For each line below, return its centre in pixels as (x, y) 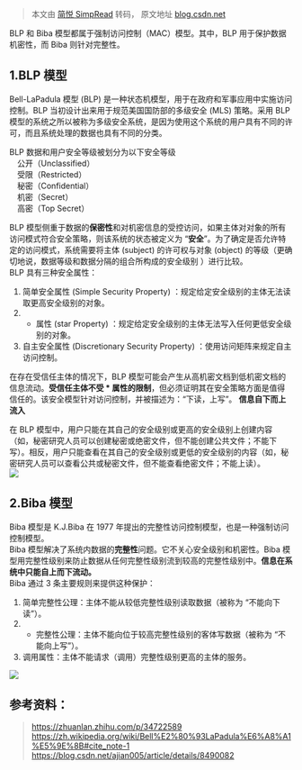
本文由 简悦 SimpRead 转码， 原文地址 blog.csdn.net (129, 14)
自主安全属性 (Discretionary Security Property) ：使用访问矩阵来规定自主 (157, 346)
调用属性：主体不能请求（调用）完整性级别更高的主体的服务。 (137, 657)
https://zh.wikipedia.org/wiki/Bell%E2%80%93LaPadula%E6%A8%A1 (161, 737)
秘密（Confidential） (55, 186)
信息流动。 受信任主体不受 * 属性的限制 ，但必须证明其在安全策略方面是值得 (147, 387)
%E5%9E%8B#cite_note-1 (80, 746)
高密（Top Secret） (53, 208)
